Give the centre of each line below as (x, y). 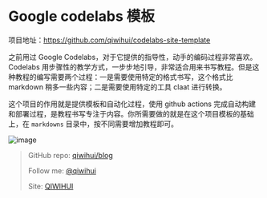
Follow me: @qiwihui (62, 170)
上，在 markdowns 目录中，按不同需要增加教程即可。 (93, 124)
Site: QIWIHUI (51, 186)
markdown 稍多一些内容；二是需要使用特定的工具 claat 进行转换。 (117, 87)
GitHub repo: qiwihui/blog (71, 155)
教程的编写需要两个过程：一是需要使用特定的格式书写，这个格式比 (124, 77)
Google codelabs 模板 (81, 16)
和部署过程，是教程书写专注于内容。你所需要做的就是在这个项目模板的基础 (131, 113)
